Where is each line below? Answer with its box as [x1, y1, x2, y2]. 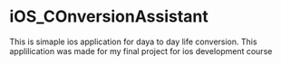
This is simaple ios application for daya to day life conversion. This [9, 36, 257, 47]
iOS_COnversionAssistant [9, 6, 208, 27]
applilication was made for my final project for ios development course [9, 45, 273, 56]
